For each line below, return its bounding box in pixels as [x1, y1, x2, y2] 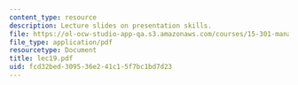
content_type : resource [9, 12, 98, 22]
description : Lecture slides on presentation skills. [9, 21, 213, 30]
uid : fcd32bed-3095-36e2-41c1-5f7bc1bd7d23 [9, 63, 173, 72]
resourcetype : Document [9, 46, 98, 55]
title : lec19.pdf [9, 54, 74, 63]
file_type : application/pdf [9, 37, 114, 47]
